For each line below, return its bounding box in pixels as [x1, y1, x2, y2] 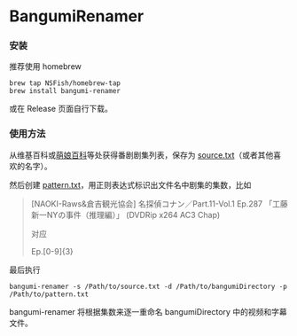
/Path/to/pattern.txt [9, 290, 90, 299]
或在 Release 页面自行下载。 [9, 104, 113, 114]
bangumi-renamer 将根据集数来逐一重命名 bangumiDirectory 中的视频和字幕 [9, 306, 287, 316]
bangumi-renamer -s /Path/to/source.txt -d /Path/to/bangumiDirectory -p [9, 282, 288, 291]
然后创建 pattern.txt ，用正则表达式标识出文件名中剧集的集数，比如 [9, 179, 252, 190]
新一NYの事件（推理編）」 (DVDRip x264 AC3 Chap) [30, 209, 221, 220]
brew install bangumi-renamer [9, 87, 121, 96]
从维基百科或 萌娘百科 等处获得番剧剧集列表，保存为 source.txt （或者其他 [9, 149, 274, 160]
